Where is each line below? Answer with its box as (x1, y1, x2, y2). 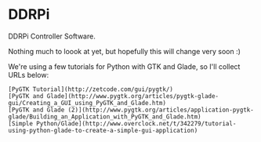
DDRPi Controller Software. (8, 31, 96, 41)
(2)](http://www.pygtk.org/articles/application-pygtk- (67, 106, 255, 114)
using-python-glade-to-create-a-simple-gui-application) (8, 126, 198, 134)
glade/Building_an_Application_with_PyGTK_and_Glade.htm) (8, 112, 201, 121)
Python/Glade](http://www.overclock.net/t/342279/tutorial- (36, 119, 237, 127)
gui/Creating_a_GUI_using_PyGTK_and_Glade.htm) (8, 99, 167, 107)
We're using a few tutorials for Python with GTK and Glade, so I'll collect (8, 61, 241, 71)
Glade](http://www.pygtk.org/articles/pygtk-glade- (46, 92, 219, 100)
